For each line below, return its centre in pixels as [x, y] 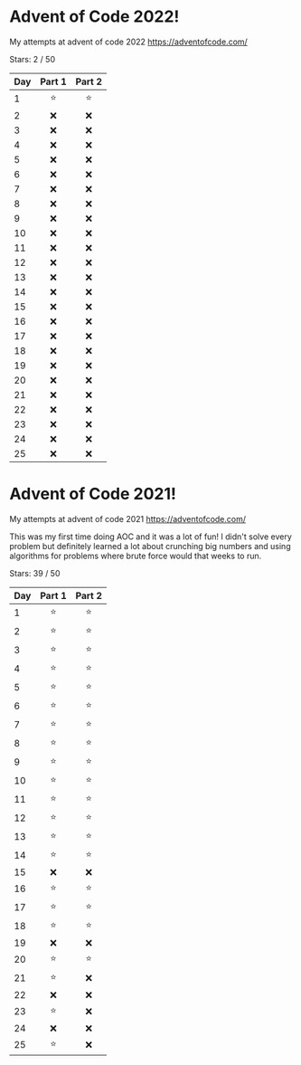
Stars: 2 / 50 [33, 59]
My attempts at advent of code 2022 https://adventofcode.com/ [129, 42]
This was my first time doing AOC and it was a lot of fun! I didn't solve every [150, 537]
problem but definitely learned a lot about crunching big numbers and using [150, 546]
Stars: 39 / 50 [35, 573]
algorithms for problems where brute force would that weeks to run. [136, 556]
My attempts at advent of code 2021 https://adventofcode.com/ [128, 518]
